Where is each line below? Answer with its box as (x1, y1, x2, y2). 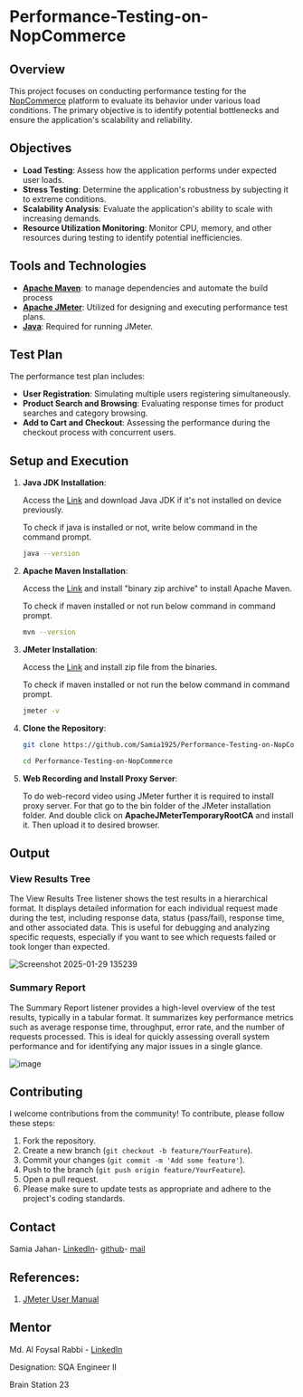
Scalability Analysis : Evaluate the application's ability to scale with (22, 203, 273, 214)
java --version (22, 550, 80, 559)
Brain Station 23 (9, 1379, 70, 1390)
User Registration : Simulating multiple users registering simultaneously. (22, 388, 291, 399)
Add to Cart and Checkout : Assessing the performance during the (22, 417, 270, 428)
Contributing (9, 1085, 83, 1099)
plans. (22, 311, 46, 322)
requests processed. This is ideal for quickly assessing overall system (9, 1030, 270, 1042)
